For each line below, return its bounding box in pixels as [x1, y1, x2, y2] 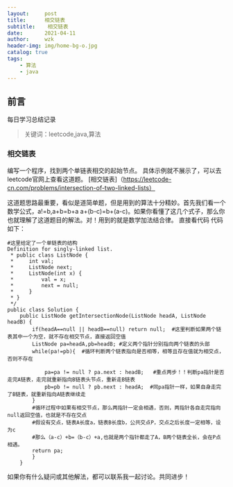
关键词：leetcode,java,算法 [24, 130, 101, 139]
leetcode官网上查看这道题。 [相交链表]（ [7, 175, 123, 183]
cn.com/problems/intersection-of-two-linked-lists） [7, 183, 156, 191]
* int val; [10, 257, 54, 264]
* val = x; [10, 275, 67, 283]
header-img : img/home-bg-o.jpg [7, 42, 98, 49]
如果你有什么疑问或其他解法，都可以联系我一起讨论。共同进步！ [7, 472, 189, 481]
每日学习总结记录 [7, 115, 56, 123]
